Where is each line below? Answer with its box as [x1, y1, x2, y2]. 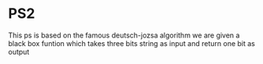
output [8, 47, 30, 56]
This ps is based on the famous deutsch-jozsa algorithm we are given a [8, 30, 240, 40]
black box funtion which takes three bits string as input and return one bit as [8, 38, 256, 48]
